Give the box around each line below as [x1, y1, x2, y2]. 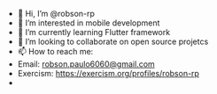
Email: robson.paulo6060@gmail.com [17, 59, 155, 69]
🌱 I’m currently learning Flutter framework [17, 27, 171, 37]
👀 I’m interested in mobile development [17, 18, 160, 28]
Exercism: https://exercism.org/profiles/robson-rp [17, 69, 199, 78]
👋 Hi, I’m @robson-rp [17, 9, 96, 18]
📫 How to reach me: [17, 47, 94, 56]
